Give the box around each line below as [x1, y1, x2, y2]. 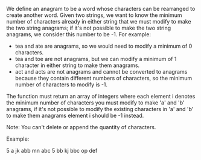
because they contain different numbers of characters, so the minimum [14, 75, 193, 82]
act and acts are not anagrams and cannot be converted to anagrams [14, 68, 188, 75]
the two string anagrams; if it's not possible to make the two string [6, 24, 171, 31]
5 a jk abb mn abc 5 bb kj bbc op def [6, 147, 98, 154]
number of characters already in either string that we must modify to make [6, 18, 191, 25]
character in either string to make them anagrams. [14, 62, 140, 69]
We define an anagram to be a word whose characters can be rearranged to [6, 5, 196, 12]
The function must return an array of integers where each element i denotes [6, 93, 196, 100]
